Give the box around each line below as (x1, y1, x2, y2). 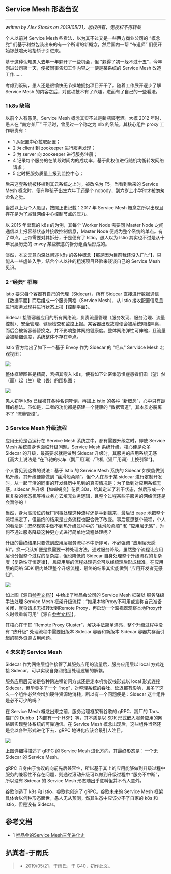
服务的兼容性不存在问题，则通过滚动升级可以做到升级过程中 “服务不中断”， (5, 771, 162, 777)
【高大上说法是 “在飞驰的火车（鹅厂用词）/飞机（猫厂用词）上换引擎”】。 (5, 456, 157, 462)
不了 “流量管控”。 (5, 411, 42, 417)
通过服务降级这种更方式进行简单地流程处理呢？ (14, 529, 112, 535)
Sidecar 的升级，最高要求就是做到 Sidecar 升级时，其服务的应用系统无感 (5, 450, 157, 456)
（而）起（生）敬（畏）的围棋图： (5, 377, 77, 384)
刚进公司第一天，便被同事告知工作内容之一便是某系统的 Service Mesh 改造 (5, 65, 162, 71)
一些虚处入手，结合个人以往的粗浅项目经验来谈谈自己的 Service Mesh (14, 258, 160, 264)
